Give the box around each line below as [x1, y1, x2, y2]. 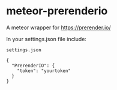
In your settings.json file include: [6, 35, 87, 42]
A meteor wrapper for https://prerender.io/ [6, 24, 111, 31]
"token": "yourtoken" [17, 67, 71, 74]
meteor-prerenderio [6, 4, 108, 18]
